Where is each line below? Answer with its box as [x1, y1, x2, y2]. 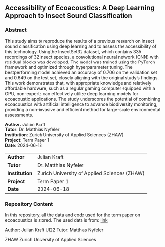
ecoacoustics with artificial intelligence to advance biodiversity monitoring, [5, 101, 158, 107]
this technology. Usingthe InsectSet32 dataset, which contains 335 [5, 48, 142, 54]
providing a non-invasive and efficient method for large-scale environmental [5, 106, 161, 112]
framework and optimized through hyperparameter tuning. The [5, 64, 133, 70]
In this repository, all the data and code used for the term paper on [5, 212, 141, 218]
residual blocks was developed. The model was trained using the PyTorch [5, 59, 155, 65]
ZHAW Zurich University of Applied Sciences [5, 236, 96, 242]
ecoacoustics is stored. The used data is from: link [5, 217, 108, 223]
